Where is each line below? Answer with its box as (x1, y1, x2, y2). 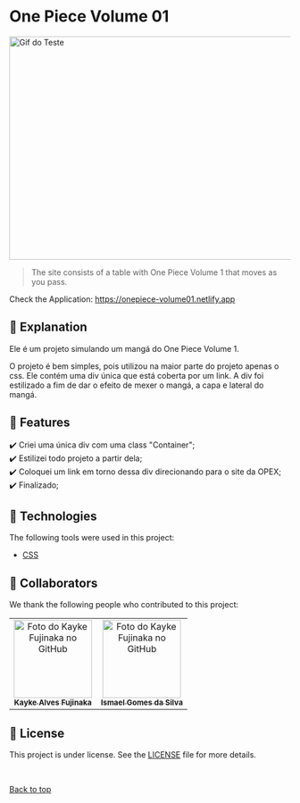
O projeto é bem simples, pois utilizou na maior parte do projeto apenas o (9, 360, 279, 372)
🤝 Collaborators (9, 575, 98, 590)
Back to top (9, 784, 52, 794)
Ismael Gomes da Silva (101, 698, 183, 707)
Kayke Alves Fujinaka (13, 698, 92, 707)
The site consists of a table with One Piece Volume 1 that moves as (30, 266, 278, 278)
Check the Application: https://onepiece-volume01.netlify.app (9, 293, 236, 305)
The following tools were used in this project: (9, 532, 175, 543)
